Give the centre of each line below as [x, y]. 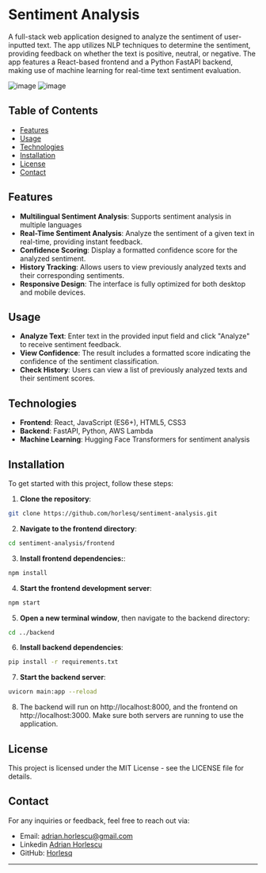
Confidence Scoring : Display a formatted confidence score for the [129, 250]
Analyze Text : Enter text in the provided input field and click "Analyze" [135, 336]
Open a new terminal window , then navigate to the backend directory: [135, 618]
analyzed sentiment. [53, 258]
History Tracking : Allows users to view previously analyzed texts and [133, 267]
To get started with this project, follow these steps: [91, 483]
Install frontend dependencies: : [72, 558]
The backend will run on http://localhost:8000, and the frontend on [129, 707]
